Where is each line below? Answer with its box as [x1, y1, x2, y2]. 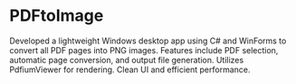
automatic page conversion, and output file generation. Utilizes [9, 54, 244, 65]
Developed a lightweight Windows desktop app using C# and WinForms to [9, 35, 287, 46]
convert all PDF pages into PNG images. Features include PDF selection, [9, 44, 279, 55]
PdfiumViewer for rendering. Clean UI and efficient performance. [9, 64, 251, 75]
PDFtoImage [9, 5, 104, 26]
